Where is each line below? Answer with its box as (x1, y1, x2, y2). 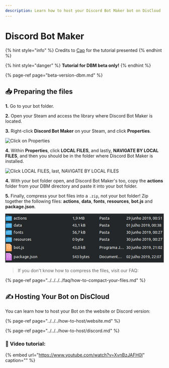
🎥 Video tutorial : (5, 340, 46, 347)
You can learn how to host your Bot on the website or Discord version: (5, 308, 150, 315)
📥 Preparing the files (5, 87, 73, 96)
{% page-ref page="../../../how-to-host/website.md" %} (5, 318, 121, 324)
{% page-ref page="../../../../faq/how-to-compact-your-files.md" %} (5, 277, 146, 283)
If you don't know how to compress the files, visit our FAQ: (17, 267, 139, 273)
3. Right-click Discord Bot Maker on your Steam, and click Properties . (5, 128, 151, 134)
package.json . (5, 204, 36, 210)
